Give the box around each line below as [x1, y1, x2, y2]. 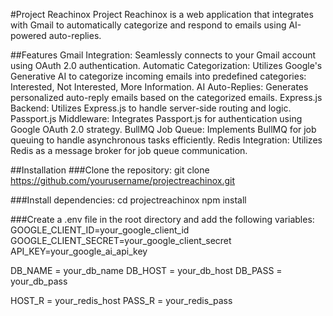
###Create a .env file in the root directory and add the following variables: [10, 214, 315, 225]
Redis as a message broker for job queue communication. [10, 145, 248, 156]
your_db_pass [10, 275, 68, 287]
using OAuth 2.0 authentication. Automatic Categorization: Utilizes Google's [10, 60, 323, 71]
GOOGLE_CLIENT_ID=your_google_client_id [10, 224, 190, 236]
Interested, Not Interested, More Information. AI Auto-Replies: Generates [10, 81, 309, 93]
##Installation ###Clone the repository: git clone [10, 164, 210, 176]
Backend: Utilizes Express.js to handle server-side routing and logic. [10, 102, 292, 114]
